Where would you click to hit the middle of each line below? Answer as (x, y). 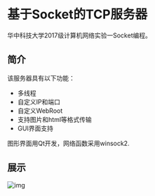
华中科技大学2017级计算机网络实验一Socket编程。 (80, 35)
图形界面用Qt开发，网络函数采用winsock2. (68, 143)
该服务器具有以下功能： (41, 78)
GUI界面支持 (35, 128)
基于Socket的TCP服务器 (77, 14)
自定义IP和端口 (39, 102)
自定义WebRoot (40, 111)
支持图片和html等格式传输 (55, 119)
